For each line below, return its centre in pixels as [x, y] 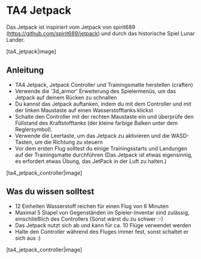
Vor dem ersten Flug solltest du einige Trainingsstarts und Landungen [101, 148]
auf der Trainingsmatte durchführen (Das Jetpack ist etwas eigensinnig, [104, 155]
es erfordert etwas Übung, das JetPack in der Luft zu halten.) [91, 161]
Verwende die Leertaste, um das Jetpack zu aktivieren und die [92, 135]
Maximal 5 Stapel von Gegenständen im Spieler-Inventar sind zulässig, [102, 212]
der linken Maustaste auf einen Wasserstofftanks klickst [84, 110]
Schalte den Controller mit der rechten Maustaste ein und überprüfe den [104, 116]
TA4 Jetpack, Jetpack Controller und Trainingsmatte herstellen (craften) [104, 85]
